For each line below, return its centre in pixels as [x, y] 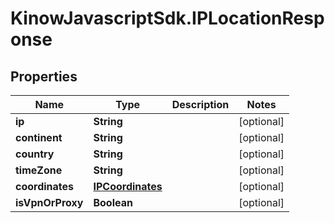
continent [39, 137]
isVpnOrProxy [49, 202]
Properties [44, 76]
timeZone [39, 170]
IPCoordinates [128, 186]
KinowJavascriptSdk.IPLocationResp [167, 18]
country [35, 154]
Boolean [113, 202]
